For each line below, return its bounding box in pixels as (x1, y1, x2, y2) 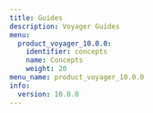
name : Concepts (25, 56, 84, 65)
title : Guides (9, 13, 64, 23)
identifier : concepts (25, 47, 107, 56)
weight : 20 (25, 65, 67, 74)
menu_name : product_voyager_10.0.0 (9, 73, 145, 82)
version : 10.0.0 (17, 89, 79, 98)
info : (9, 81, 30, 90)
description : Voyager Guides (9, 22, 120, 31)
